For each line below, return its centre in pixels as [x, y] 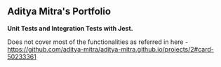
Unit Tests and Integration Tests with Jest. [70, 28]
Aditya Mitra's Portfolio [59, 12]
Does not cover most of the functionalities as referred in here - [98, 42]
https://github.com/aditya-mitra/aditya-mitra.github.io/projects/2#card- [110, 49]
